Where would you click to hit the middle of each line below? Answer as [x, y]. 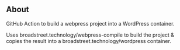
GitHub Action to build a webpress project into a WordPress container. [90, 23]
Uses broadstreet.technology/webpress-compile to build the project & [90, 35]
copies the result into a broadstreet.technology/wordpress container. [89, 41]
